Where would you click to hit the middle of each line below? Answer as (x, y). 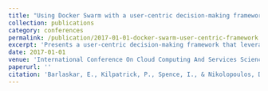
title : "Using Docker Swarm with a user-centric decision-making (119, 15)
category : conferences (46, 30)
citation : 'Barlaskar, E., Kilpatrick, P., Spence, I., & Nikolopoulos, (132, 74)
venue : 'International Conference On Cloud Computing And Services (123, 60)
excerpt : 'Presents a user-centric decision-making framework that (123, 45)
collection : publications (51, 23)
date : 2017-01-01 (37, 52)
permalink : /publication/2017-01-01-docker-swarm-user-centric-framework (134, 38)
